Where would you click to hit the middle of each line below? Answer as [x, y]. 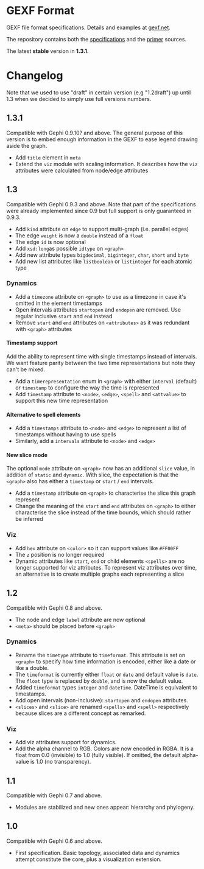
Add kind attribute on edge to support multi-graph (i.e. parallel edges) [102, 229]
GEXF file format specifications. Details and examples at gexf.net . [88, 27]
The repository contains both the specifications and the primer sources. [97, 39]
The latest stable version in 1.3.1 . [47, 51]
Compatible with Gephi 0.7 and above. [54, 795]
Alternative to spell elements [44, 414]
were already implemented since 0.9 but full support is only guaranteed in [99, 211]
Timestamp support [32, 343]
